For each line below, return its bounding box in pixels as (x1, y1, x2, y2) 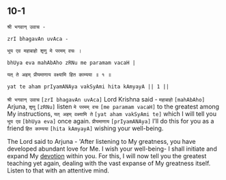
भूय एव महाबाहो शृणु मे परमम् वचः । (7, 47, 82, 54)
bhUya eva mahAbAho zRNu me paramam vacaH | (7, 59, 136, 66)
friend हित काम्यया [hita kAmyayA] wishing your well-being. (7, 124, 164, 132)
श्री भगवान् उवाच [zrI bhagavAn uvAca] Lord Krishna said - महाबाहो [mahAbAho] (7, 95, 206, 103)
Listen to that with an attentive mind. (7, 166, 109, 175)
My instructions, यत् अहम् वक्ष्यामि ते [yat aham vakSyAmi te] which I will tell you (7, 109, 217, 118)
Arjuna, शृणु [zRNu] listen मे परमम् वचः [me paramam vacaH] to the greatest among (7, 102, 220, 110)
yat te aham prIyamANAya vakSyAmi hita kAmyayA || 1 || (7, 83, 169, 90)
